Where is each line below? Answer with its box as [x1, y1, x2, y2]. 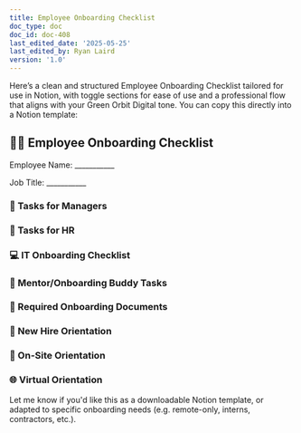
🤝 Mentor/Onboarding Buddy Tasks [9, 276, 167, 289]
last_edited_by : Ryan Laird [9, 47, 116, 56]
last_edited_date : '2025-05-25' [9, 38, 131, 48]
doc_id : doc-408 [9, 30, 71, 39]
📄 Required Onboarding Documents [9, 301, 168, 313]
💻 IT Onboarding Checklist [9, 248, 131, 261]
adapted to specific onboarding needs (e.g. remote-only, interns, [9, 404, 251, 415]
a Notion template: [9, 110, 79, 120]
